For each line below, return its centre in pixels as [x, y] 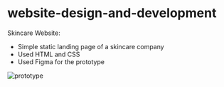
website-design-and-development [112, 13]
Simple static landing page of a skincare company [91, 46]
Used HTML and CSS [49, 54]
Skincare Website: [34, 33]
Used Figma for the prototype [61, 61]
